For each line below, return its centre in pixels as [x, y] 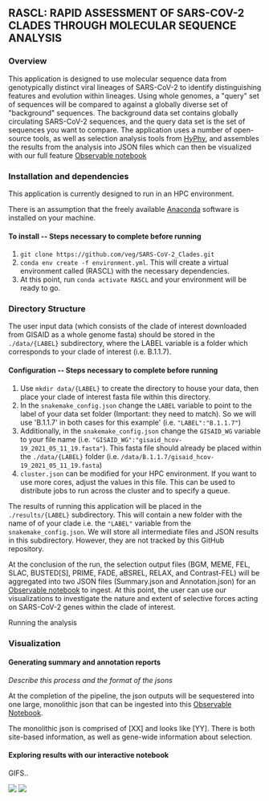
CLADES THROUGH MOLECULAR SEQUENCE [122, 26]
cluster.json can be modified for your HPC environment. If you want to [138, 474]
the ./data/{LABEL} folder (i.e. [69, 456]
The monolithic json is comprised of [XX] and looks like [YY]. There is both [132, 728]
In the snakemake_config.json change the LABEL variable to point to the [136, 405]
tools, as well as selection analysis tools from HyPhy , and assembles [146, 138]
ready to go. [40, 288]
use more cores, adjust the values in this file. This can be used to [127, 482]
